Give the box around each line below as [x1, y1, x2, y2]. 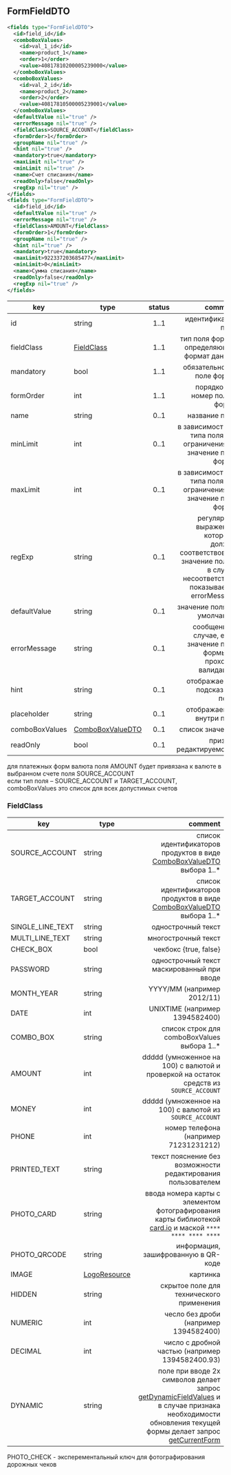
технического [175, 1289, 221, 1299]
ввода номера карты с [145, 1188, 221, 1198]
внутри [195, 713, 219, 723]
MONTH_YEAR [10, 988, 58, 998]
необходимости [167, 1409, 221, 1418]
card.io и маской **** [149, 1222, 221, 1232]
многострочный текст [147, 933, 221, 942]
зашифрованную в [143, 1249, 205, 1259]
